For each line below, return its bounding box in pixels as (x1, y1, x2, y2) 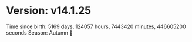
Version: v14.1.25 (6, 4, 92, 17)
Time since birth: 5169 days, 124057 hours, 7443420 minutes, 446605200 (6, 23, 186, 30)
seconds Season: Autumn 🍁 (6, 29, 73, 36)
